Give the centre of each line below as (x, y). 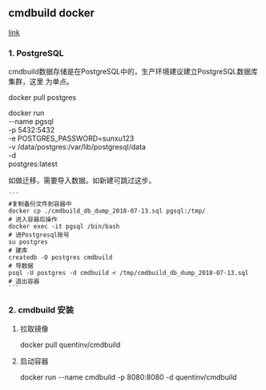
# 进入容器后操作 (33, 220)
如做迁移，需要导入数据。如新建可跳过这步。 (82, 181)
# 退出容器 (24, 282)
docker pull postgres (42, 97)
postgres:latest (33, 164)
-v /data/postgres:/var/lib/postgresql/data (77, 147)
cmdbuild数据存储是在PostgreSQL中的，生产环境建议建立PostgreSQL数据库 (133, 72)
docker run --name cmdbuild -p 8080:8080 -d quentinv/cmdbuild (128, 377)
